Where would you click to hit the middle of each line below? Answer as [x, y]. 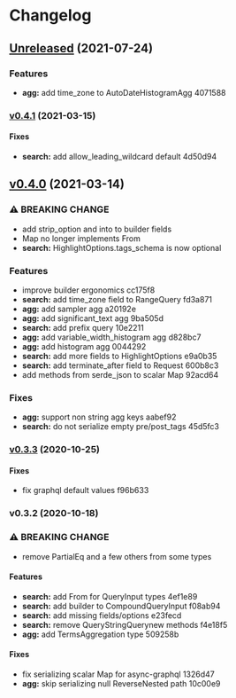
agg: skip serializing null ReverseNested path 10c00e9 [121, 684]
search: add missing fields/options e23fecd [102, 615]
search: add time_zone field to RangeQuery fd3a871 [117, 299]
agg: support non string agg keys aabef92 [99, 417]
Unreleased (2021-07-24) [81, 48]
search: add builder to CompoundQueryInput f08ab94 [121, 606]
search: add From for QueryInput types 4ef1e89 [110, 596]
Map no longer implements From [81, 238]
